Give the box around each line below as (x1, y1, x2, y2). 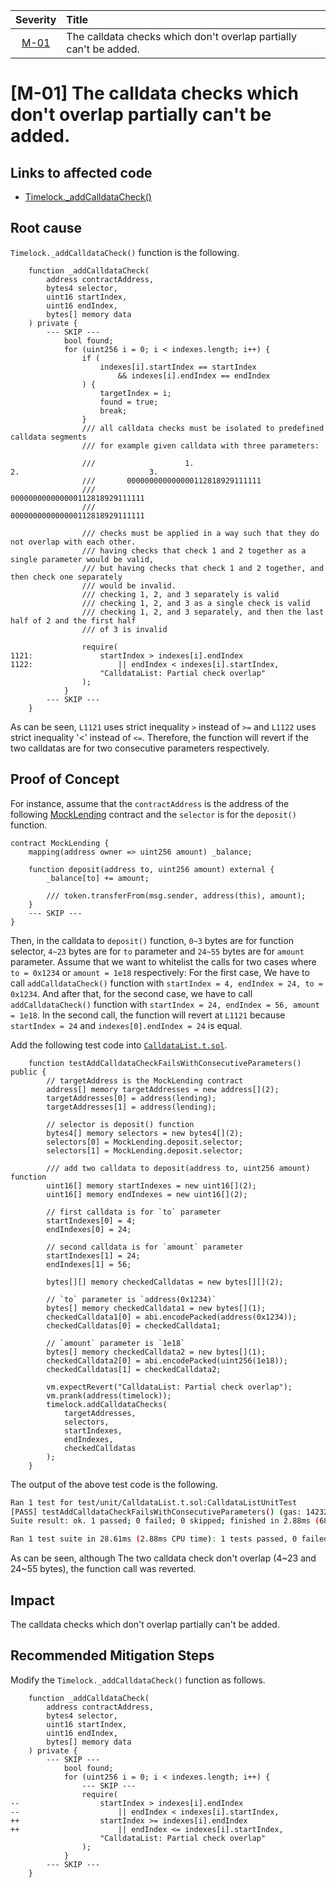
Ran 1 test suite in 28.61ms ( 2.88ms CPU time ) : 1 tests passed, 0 (10, 1534, 298, 1544)
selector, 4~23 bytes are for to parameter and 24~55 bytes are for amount (10, 945, 305, 957)
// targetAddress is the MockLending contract (46, 1075, 244, 1086)
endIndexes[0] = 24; (46, 1224, 132, 1234)
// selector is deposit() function (46, 1119, 195, 1129)
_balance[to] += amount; (46, 873, 150, 883)
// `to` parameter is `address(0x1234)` (46, 1294, 217, 1304)
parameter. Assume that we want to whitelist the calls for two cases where (10, 955, 317, 968)
